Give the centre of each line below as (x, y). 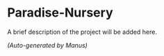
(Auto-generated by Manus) (48, 45)
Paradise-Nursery (60, 13)
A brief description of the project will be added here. (82, 32)
